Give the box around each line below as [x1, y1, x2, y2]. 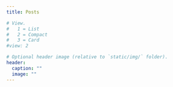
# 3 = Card [6, 37, 40, 43]
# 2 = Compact [6, 31, 48, 37]
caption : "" [12, 65, 43, 71]
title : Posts [6, 9, 40, 15]
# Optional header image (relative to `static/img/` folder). [6, 54, 168, 60]
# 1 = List [6, 26, 40, 32]
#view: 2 [6, 43, 29, 49]
